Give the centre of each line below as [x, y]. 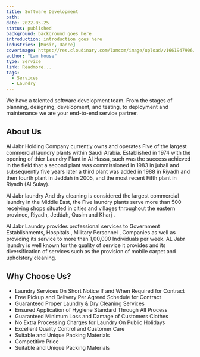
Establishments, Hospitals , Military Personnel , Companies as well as [91, 232]
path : [13, 17]
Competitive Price [37, 341]
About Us [24, 132]
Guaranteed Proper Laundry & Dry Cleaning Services [79, 303]
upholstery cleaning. [31, 258]
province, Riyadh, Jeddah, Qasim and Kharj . [61, 214]
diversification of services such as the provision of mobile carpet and [91, 251]
